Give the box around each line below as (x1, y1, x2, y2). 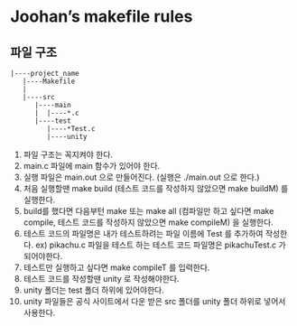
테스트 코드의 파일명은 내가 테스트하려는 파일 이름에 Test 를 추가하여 (23, 228, 264, 238)
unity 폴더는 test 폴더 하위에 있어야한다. (23, 284, 165, 295)
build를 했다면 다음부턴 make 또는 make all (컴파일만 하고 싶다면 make (23, 206, 274, 216)
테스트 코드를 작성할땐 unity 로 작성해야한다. (23, 274, 180, 284)
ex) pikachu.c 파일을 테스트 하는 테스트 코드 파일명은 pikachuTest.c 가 (35, 239, 287, 250)
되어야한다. (23, 251, 63, 261)
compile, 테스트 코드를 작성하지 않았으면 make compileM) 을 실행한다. (23, 217, 274, 228)
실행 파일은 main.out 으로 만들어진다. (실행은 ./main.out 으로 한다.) (23, 172, 260, 182)
